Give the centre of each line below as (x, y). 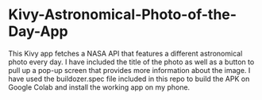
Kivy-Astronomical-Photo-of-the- (122, 15)
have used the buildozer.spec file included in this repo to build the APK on (129, 79)
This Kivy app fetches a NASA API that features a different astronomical (125, 53)
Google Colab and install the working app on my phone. (99, 87)
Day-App (39, 31)
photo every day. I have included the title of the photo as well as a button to (131, 62)
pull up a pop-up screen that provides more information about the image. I (129, 70)
